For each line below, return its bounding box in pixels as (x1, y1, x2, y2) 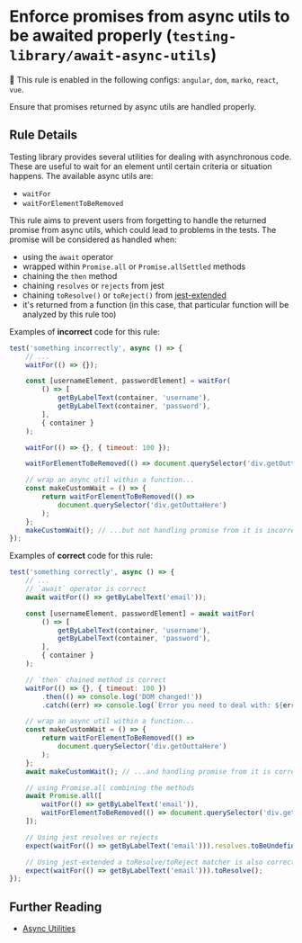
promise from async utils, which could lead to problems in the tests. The (9, 224, 277, 235)
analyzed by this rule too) (22, 309, 117, 319)
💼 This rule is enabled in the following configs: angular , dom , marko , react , (9, 74, 279, 85)
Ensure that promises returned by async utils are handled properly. (9, 101, 257, 112)
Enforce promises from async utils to (9, 6, 290, 27)
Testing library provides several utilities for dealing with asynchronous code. (9, 151, 292, 162)
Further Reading (9, 899, 102, 914)
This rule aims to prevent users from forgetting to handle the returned (9, 214, 267, 226)
